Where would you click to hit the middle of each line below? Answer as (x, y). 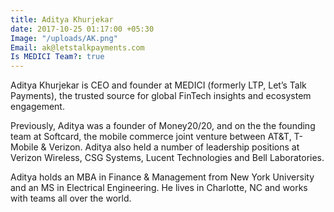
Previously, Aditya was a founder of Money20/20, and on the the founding (163, 126)
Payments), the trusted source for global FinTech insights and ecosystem (161, 96)
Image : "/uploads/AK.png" (64, 38)
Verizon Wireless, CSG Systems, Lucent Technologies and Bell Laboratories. (167, 158)
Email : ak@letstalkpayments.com (77, 47)
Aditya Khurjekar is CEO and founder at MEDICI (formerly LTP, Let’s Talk (158, 85)
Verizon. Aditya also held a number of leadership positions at (174, 147)
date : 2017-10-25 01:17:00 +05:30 (82, 29)
